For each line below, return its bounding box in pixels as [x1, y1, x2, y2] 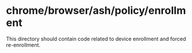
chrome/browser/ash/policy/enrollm [6, 4, 186, 17]
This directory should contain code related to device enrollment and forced [6, 35, 187, 42]
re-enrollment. [6, 41, 41, 48]
